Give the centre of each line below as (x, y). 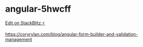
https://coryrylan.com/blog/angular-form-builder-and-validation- (71, 34)
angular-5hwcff (38, 9)
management (19, 39)
